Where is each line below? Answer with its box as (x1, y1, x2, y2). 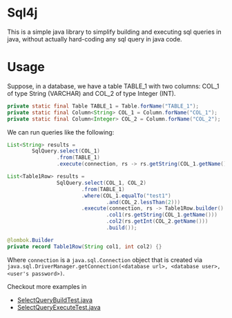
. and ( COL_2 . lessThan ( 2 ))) (106, 199, 181, 206)
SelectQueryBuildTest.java (17, 295, 93, 304)
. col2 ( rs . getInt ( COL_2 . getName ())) (106, 218, 209, 225)
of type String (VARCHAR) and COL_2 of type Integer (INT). (7, 89, 176, 97)
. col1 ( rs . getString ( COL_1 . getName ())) (106, 212, 217, 219)
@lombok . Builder (7, 237, 54, 244)
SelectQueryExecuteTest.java (17, 303, 101, 311)
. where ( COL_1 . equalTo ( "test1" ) (81, 192, 171, 199)
